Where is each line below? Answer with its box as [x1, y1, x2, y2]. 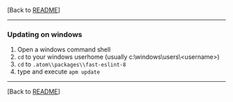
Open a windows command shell [17, 45, 111, 54]
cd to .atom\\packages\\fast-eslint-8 [17, 60, 126, 69]
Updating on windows [7, 29, 83, 39]
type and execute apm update [17, 67, 101, 76]
